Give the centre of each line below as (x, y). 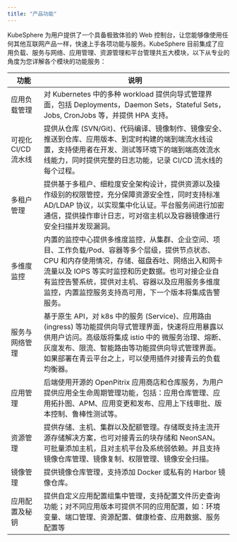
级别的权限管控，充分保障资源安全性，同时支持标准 (135, 195)
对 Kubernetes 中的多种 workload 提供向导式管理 (124, 94)
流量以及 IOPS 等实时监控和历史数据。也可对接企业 (128, 271)
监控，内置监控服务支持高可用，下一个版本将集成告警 (132, 292)
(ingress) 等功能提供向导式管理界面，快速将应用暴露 (130, 326)
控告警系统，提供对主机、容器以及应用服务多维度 (139, 281)
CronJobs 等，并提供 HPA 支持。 (118, 115)
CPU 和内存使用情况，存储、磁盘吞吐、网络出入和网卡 (133, 260)
